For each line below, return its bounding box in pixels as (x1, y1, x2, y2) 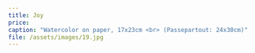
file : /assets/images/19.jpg (8, 33, 104, 41)
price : (8, 19, 30, 26)
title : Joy (8, 11, 44, 19)
